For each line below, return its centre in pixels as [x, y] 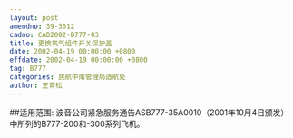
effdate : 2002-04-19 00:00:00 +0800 [78, 60]
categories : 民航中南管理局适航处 [68, 77]
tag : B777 [28, 69]
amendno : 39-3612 [42, 26]
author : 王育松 [36, 85]
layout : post [34, 18]
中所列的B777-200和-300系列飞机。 [77, 123]
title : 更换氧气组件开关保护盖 [61, 43]
